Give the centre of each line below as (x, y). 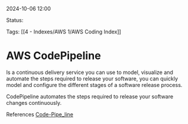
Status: (15, 20)
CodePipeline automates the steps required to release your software (90, 96)
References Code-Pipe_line (40, 114)
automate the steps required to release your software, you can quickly (92, 78)
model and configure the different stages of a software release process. (94, 85)
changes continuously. (34, 103)
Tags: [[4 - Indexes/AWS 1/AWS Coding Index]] (64, 32)
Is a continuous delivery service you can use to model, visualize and (90, 72)
